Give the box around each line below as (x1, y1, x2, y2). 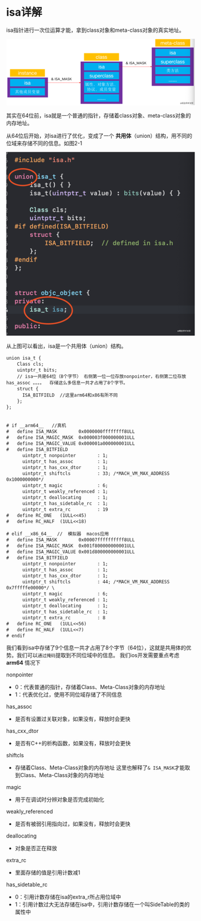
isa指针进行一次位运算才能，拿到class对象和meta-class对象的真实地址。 (6, 26, 185, 34)
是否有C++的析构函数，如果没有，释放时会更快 (14, 739, 131, 747)
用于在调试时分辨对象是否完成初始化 (14, 796, 105, 803)
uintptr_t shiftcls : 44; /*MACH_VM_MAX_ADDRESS (22, 579, 170, 585)
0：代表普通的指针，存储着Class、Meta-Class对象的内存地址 (14, 683, 166, 690)
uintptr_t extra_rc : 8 (22, 615, 106, 621)
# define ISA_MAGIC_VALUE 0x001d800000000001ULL (6, 549, 135, 555)
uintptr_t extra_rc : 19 (22, 506, 109, 513)
